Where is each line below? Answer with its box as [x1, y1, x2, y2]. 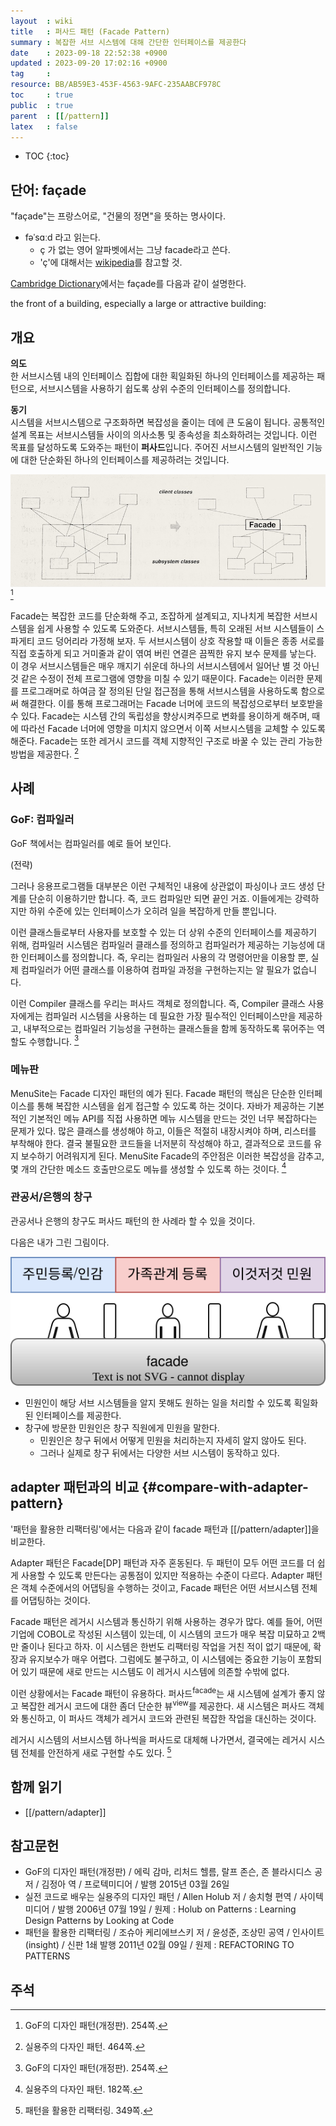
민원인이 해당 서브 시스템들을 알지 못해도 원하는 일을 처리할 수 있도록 [24, 1396, 292, 1409]
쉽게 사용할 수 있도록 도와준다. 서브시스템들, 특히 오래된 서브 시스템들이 [36, 623, 315, 635]
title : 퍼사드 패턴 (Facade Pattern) [10, 26, 171, 37]
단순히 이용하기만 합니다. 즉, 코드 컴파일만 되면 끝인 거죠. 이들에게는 [28, 892, 293, 904]
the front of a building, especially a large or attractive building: [10, 298, 267, 310]
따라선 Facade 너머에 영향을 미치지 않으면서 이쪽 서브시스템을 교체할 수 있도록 [20, 723, 326, 735]
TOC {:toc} [24, 150, 70, 162]
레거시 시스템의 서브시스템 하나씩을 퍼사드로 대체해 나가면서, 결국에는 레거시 [10, 1734, 307, 1746]
